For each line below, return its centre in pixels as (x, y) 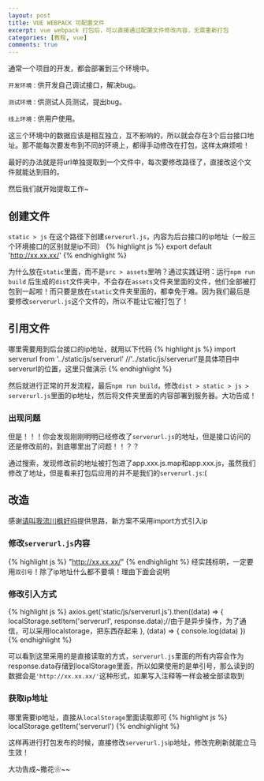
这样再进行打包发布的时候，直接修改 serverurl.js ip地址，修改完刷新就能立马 (132, 742)
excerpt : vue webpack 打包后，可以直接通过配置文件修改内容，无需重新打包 (119, 30)
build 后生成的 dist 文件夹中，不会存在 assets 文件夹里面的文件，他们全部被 (129, 281)
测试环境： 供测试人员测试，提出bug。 (67, 102)
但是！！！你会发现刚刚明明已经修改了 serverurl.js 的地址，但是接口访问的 (129, 437)
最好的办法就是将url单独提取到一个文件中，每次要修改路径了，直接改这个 (126, 162)
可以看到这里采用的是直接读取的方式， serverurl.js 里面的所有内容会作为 (126, 656)
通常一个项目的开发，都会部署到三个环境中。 (81, 69)
